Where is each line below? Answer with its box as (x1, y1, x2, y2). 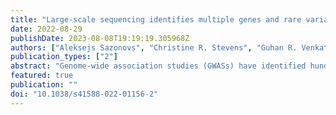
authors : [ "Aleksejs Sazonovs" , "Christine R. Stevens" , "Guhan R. (10, 42, 298, 53)
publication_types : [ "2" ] (10, 52, 118, 62)
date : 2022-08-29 (10, 24, 83, 34)
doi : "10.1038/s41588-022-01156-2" (10, 89, 159, 99)
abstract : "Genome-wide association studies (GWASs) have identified (10, 61, 307, 71)
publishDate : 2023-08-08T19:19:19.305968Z (10, 33, 190, 43)
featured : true (10, 71, 74, 81)
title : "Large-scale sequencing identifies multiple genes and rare (10, 14, 302, 25)
